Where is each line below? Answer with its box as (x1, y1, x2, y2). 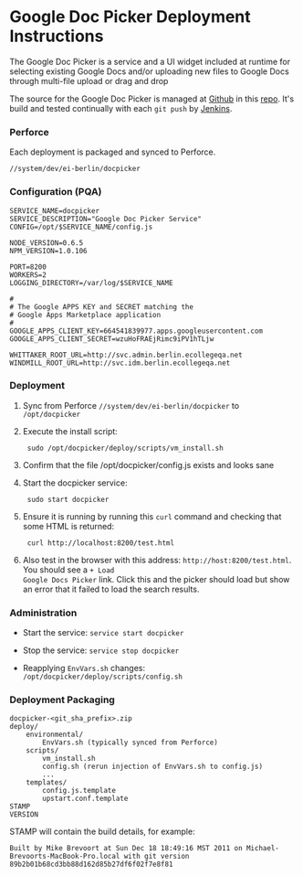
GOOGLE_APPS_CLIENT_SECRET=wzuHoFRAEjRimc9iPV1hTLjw (9, 334, 214, 344)
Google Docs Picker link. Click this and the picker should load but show (22, 573, 290, 584)
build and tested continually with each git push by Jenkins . (9, 102, 233, 113)
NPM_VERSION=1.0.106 (9, 246, 89, 255)
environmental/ (26, 730, 84, 740)
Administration (9, 606, 78, 619)
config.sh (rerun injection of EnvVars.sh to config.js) (42, 762, 263, 772)
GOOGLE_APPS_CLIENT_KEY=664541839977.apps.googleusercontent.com (9, 326, 263, 336)
